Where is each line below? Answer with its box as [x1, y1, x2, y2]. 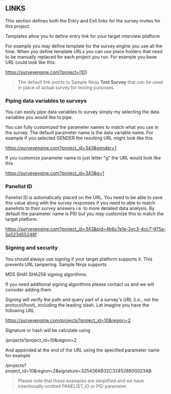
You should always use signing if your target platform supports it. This [5, 256, 153, 262]
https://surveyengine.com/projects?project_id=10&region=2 [5, 317, 131, 323]
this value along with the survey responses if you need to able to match [5, 200, 156, 206]
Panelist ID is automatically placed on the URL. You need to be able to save [5, 194, 163, 201]
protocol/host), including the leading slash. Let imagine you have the [5, 302, 150, 308]
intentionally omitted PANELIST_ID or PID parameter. [17, 383, 128, 389]
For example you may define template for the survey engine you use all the [5, 43, 162, 49]
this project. [5, 23, 31, 29]
